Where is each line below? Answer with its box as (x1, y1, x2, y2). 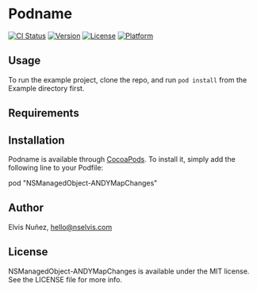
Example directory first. (8, 83, 85, 93)
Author (8, 201, 44, 215)
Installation (8, 133, 65, 147)
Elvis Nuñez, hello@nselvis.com (8, 222, 113, 232)
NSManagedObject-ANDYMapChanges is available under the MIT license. (8, 266, 250, 276)
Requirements (8, 106, 79, 120)
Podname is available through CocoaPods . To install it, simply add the (8, 154, 236, 163)
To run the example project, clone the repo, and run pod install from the (8, 75, 247, 84)
